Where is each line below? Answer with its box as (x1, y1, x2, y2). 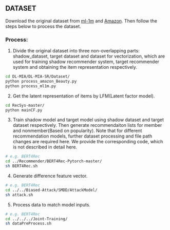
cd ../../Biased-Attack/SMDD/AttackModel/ (5, 187, 98, 193)
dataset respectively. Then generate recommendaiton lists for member (12, 122, 162, 128)
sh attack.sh (5, 192, 33, 197)
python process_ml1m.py (5, 83, 56, 89)
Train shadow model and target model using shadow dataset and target (12, 117, 164, 123)
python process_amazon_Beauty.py (5, 79, 77, 84)
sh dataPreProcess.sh (5, 221, 52, 226)
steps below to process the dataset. (5, 23, 81, 29)
